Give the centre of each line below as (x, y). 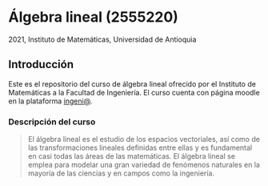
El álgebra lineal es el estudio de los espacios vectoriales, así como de (144, 139)
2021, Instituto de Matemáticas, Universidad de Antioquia (102, 39)
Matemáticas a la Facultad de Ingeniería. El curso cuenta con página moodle (134, 92)
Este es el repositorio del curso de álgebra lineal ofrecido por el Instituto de (132, 83)
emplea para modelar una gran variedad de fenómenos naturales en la (144, 165)
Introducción (41, 65)
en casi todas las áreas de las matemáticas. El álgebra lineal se (132, 156)
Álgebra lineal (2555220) (93, 17)
